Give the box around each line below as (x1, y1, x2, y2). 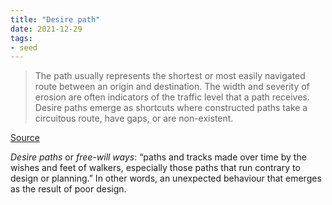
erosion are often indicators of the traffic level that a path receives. (34, 91, 310, 103)
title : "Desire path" (10, 14, 101, 25)
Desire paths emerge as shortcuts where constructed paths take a (34, 102, 308, 114)
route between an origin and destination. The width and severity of (34, 81, 310, 93)
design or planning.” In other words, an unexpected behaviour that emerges (10, 172, 322, 185)
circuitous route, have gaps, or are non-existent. (34, 112, 234, 125)
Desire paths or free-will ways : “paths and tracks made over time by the (10, 151, 307, 163)
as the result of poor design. (10, 183, 127, 195)
